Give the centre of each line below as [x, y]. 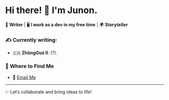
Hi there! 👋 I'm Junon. [51, 10]
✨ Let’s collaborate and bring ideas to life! [49, 92]
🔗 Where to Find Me [30, 66]
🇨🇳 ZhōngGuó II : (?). [35, 53]
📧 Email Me [24, 77]
